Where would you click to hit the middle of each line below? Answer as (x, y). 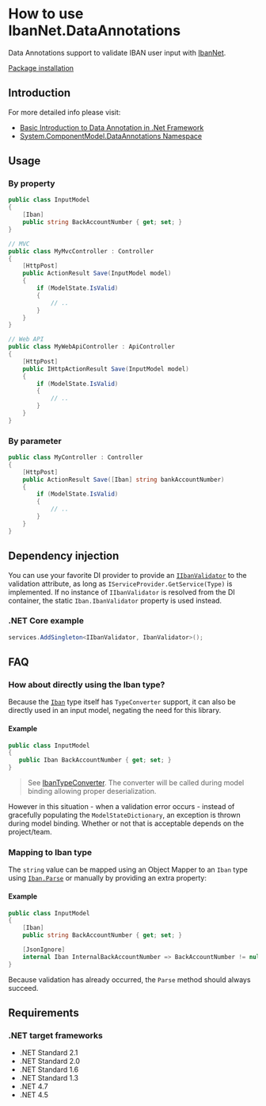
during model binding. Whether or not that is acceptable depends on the (126, 823)
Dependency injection (64, 556)
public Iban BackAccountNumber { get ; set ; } (95, 760)
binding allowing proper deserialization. (92, 792)
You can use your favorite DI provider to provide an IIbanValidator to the (127, 575)
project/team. (30, 832)
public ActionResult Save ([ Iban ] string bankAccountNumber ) (123, 480)
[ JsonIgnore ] (44, 950)
